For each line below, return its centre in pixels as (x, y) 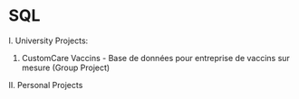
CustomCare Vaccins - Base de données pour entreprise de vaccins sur (156, 58)
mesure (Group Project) (66, 67)
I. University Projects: (48, 40)
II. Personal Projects (46, 85)
